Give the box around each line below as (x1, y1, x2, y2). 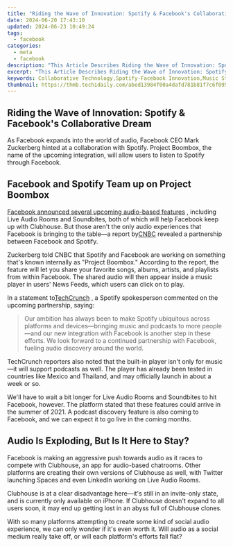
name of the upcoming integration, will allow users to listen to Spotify (7, 151, 205, 160)
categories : (7, 42, 42, 49)
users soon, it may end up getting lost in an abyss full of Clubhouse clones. (7, 504, 222, 512)
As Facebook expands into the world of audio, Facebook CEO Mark (7, 136, 200, 144)
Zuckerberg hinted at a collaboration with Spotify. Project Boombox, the (7, 144, 212, 152)
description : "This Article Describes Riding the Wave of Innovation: (7, 62, 216, 69)
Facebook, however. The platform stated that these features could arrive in (7, 400, 221, 408)
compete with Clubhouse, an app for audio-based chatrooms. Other (7, 461, 201, 469)
